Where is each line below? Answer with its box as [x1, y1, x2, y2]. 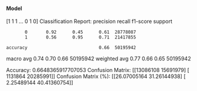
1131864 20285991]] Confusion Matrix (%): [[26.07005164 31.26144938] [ [6, 73, 186, 80]
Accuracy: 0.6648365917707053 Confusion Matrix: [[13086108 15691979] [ [6, 67, 189, 74]
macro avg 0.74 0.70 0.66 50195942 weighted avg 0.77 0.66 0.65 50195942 [6, 55, 191, 62]
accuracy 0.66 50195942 [6, 45, 136, 51]
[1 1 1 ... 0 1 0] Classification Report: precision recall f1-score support [6, 18, 173, 25]
